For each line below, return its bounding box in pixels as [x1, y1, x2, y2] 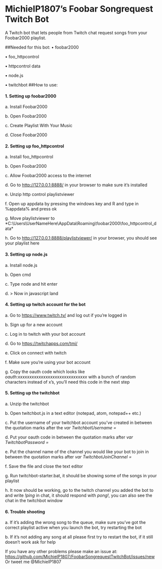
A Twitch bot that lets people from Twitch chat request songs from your [5, 30, 147, 35]
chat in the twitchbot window [5, 497, 63, 503]
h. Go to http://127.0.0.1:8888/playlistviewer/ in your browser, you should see [5, 235, 157, 241]
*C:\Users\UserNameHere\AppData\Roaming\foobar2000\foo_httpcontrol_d [5, 221, 157, 227]
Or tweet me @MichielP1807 [5, 559, 61, 565]
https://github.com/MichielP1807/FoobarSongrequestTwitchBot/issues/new [5, 554, 155, 560]
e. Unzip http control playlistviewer [5, 192, 74, 197]
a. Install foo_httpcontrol [5, 154, 53, 160]
